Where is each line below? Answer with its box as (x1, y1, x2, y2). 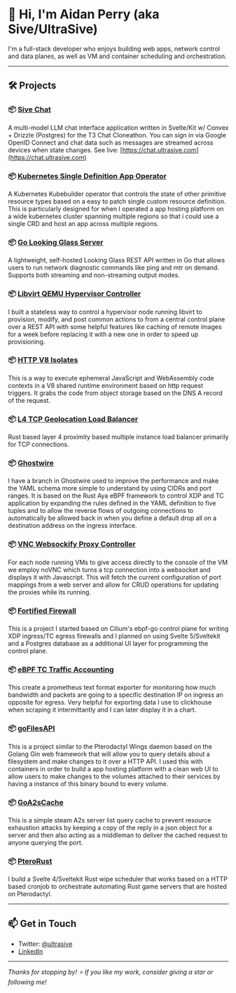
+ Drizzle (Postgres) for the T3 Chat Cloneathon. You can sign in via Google (8, 131, 227, 139)
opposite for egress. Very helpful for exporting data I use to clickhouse (8, 698, 212, 707)
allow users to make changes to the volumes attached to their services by (8, 772, 221, 780)
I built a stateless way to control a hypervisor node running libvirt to (8, 307, 202, 316)
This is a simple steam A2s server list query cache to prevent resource (8, 815, 212, 824)
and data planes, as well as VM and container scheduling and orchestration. (8, 52, 227, 60)
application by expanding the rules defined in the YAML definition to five (8, 499, 216, 507)
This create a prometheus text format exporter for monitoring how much (8, 684, 216, 692)
